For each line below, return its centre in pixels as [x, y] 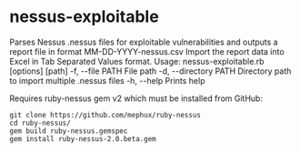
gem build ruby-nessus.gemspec [69, 131]
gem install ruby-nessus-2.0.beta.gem [83, 138]
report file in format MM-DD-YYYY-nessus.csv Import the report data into [147, 51]
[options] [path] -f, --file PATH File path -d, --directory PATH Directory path [150, 71]
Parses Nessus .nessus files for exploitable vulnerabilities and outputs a [144, 42]
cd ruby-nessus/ [40, 123]
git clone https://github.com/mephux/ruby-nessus [105, 115]
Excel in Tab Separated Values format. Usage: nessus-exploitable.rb [137, 61]
